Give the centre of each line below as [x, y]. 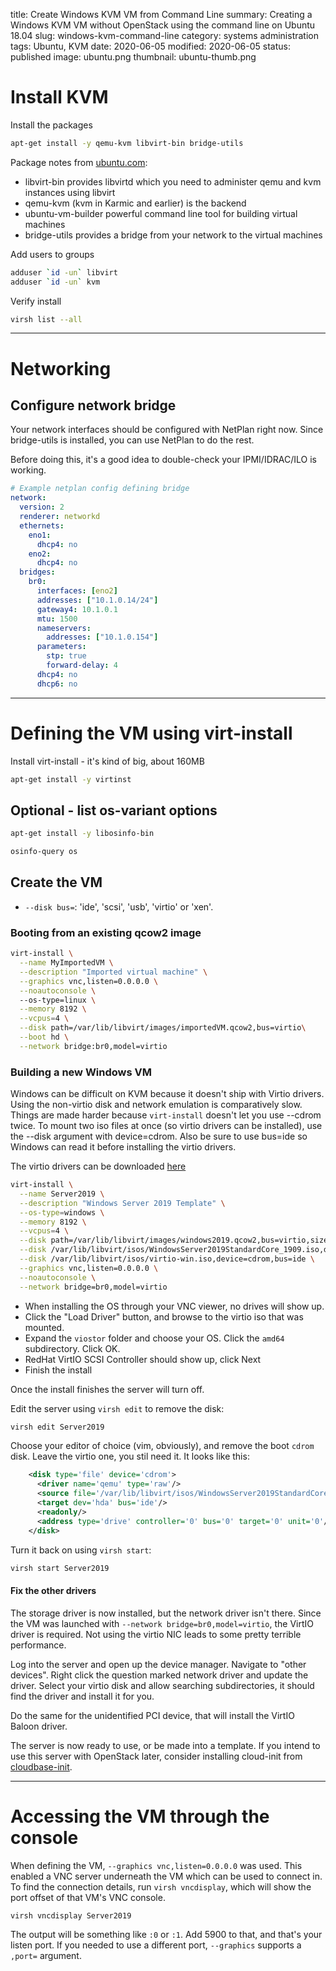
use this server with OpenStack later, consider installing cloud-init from [156, 1756]
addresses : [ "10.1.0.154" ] [102, 637]
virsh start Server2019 [60, 1568]
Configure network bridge [93, 405]
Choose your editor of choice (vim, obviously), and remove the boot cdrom [162, 1446]
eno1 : [40, 535]
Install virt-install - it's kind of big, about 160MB [107, 761]
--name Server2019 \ [62, 1194]
